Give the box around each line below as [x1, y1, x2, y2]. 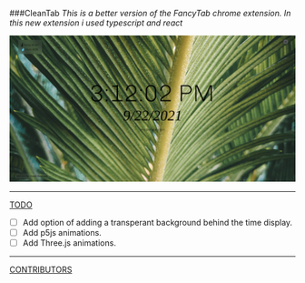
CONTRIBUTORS [9, 264, 73, 276]
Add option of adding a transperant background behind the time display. [22, 217, 293, 227]
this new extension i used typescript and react [9, 17, 183, 28]
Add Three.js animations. [22, 238, 116, 248]
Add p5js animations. [22, 227, 102, 238]
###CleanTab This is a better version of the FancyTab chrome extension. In [9, 8, 291, 18]
